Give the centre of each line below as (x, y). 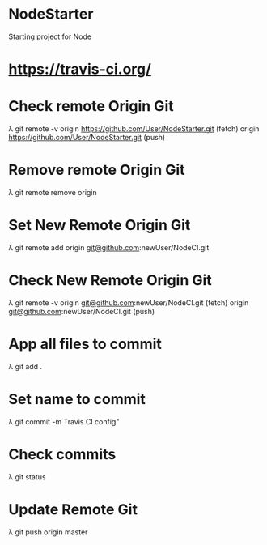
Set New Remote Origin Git (100, 226)
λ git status (27, 477)
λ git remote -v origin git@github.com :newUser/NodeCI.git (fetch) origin (129, 302)
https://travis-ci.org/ (80, 69)
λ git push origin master (48, 532)
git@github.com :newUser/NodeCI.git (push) (82, 311)
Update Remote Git (73, 509)
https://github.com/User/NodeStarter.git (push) (87, 138)
